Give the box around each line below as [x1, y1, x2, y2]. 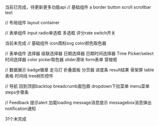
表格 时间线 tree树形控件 [5, 73, 54, 79]
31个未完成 [5, 116, 27, 122]
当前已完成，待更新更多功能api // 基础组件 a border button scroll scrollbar [5, 4, 151, 10]
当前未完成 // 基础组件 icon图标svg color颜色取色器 [5, 40, 106, 46]
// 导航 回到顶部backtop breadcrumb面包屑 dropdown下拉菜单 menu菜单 [5, 83, 150, 89]
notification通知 [5, 106, 36, 111]
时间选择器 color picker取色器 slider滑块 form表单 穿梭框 [5, 57, 117, 62]
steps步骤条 [5, 89, 29, 95]
